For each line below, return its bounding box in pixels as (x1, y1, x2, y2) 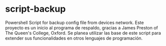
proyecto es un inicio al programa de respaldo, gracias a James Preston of (5, 24, 158, 30)
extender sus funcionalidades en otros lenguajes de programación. (5, 35, 143, 41)
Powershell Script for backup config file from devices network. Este (5, 20, 144, 25)
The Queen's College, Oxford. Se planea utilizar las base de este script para (5, 30, 161, 36)
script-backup (5, 3, 66, 15)
